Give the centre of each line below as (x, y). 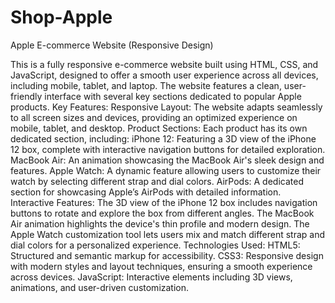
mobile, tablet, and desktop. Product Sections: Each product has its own (159, 128)
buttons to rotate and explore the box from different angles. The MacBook (162, 213)
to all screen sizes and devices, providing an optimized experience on (154, 117)
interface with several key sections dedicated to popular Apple (173, 96)
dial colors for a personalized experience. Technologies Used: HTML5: (155, 245)
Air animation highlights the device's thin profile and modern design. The (160, 223)
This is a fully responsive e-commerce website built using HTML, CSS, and (164, 64)
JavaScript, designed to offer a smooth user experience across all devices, (164, 75)
